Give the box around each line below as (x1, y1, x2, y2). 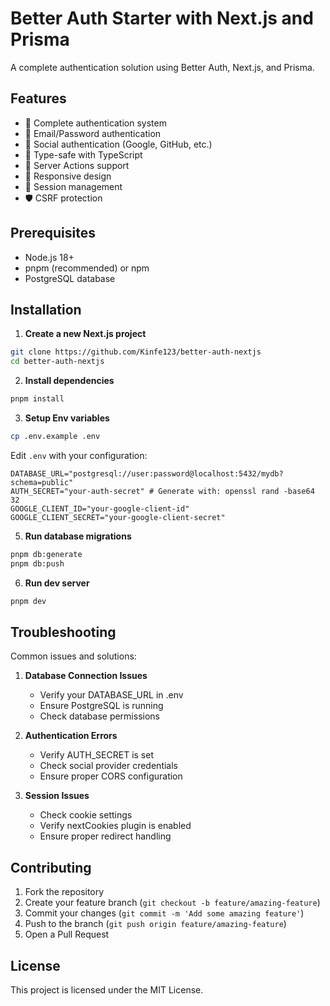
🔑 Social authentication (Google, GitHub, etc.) (24, 138, 213, 150)
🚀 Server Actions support (24, 159, 130, 171)
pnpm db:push (10, 558, 65, 569)
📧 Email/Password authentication (24, 127, 162, 139)
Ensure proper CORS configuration (39, 770, 183, 782)
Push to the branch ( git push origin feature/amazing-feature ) (24, 918, 287, 930)
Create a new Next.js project (24, 328, 147, 340)
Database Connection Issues (24, 670, 148, 682)
